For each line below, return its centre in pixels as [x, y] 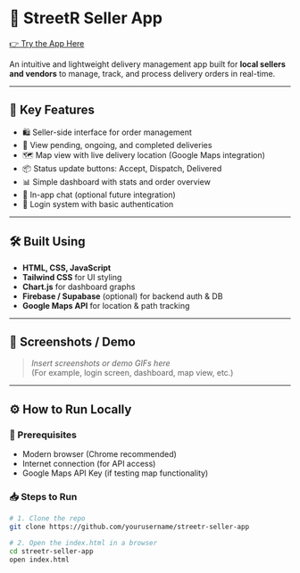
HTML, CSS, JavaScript [67, 268]
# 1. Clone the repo [48, 519]
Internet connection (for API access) [89, 464]
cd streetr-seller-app [51, 551]
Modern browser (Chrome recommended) [99, 454]
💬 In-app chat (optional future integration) [99, 195]
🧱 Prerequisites [43, 435]
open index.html [39, 560]
